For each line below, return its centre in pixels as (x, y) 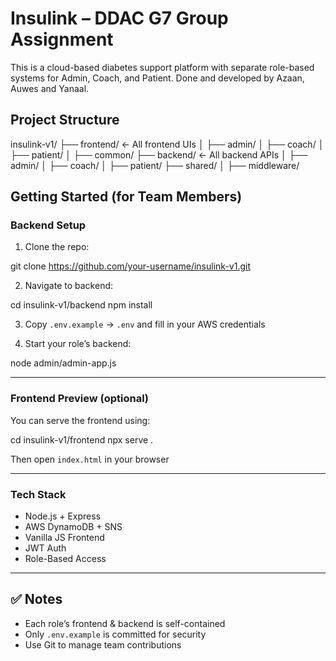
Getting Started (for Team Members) (126, 197)
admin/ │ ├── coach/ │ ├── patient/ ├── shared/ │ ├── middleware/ (155, 165)
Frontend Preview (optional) (80, 399)
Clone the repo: (57, 247)
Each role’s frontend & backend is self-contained (125, 623)
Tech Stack (38, 494)
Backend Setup (48, 225)
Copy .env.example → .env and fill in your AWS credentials (145, 324)
